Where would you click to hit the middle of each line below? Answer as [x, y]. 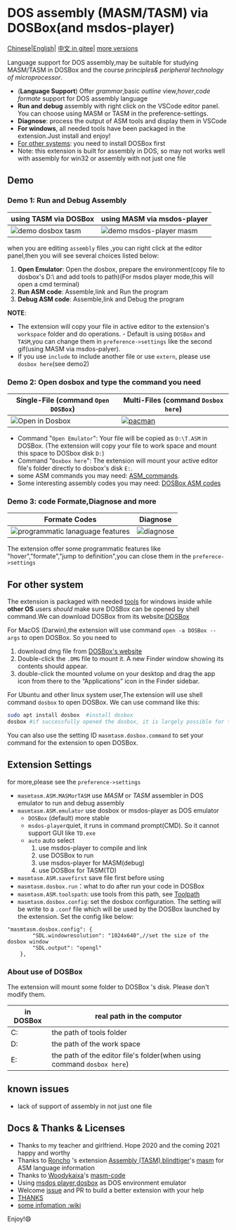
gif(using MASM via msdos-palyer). [69, 349]
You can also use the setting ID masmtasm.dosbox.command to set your [105, 735]
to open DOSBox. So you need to [69, 638]
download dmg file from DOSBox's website [80, 651]
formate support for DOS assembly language [83, 98]
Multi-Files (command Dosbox [173, 400]
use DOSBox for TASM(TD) [78, 870]
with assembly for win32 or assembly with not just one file [101, 158]
